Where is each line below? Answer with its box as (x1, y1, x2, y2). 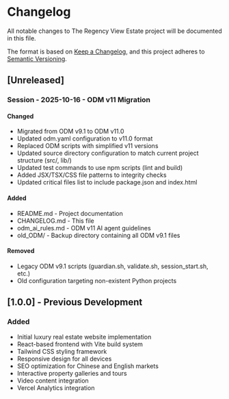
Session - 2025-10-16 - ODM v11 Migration (7, 95, 151, 105)
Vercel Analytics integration (16, 383, 95, 391)
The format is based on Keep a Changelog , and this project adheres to (7, 47, 205, 56)
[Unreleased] (7, 75, 65, 86)
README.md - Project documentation (16, 209, 123, 217)
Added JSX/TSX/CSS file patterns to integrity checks (16, 171, 167, 179)
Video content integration (16, 376, 89, 385)
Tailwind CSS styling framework (16, 347, 107, 355)
